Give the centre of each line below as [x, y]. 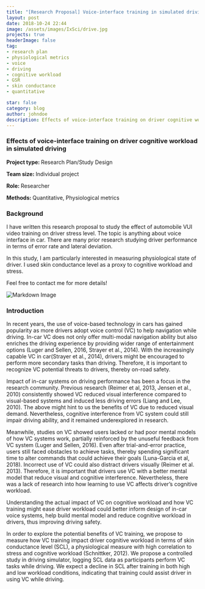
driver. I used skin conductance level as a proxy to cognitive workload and [99, 264]
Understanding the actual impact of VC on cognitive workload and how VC [100, 503]
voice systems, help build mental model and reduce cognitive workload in [99, 516]
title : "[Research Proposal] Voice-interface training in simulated [95, 12]
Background [25, 213]
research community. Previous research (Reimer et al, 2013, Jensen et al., [99, 388]
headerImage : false [31, 40]
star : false [21, 103]
